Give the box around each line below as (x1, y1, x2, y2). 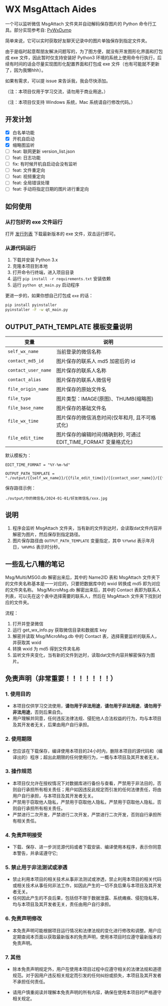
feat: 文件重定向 (12, 167, 45, 174)
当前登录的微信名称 (56, 348, 101, 355)
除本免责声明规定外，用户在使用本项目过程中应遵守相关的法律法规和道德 (12, 966, 161, 972)
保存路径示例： (5, 485, 36, 491)
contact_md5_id (7, 358, 44, 364)
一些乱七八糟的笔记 (5, 560, 64, 569)
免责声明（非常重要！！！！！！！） (5, 674, 117, 683)
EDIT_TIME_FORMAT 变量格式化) (56, 438, 133, 445)
